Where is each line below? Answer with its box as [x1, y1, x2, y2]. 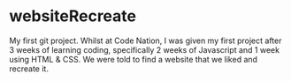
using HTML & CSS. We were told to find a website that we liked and [9, 54, 258, 64]
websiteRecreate [9, 6, 137, 26]
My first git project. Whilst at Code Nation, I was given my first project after [9, 35, 282, 46]
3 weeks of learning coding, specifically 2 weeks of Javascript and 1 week [9, 44, 280, 55]
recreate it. [9, 63, 49, 74]
